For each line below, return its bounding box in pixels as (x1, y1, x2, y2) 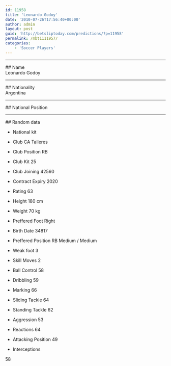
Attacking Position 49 (12, 336, 58, 342)
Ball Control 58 (12, 267, 44, 273)
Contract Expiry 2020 (12, 178, 58, 184)
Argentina (5, 90, 26, 96)
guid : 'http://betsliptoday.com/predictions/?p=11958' (5, 31, 124, 36)
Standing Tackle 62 (12, 306, 53, 312)
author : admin (5, 21, 36, 27)
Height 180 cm (12, 198, 43, 204)
